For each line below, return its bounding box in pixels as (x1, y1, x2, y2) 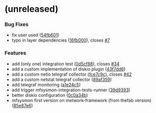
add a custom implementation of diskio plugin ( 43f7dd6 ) (11, 66, 126, 72)
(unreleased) (4, 3, 58, 15)
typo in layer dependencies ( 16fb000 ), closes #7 (11, 37, 110, 43)
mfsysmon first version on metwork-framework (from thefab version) (11, 97, 152, 103)
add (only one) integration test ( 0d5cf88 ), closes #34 (11, 60, 120, 67)
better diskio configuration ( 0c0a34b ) (11, 92, 88, 98)
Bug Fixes (4, 21, 29, 28)
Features (4, 50, 26, 56)
